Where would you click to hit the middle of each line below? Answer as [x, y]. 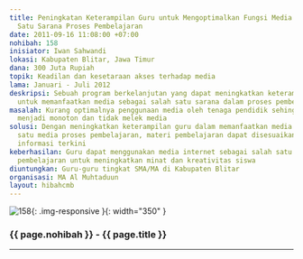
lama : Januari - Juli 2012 [60, 85]
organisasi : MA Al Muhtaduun [64, 177]
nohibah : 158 [34, 43]
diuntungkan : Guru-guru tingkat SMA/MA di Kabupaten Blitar [125, 169]
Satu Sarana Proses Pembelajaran [80, 26]
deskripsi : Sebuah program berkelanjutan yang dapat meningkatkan [137, 93]
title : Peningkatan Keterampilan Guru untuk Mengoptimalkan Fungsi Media [151, 18]
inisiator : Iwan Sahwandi [58, 51]
